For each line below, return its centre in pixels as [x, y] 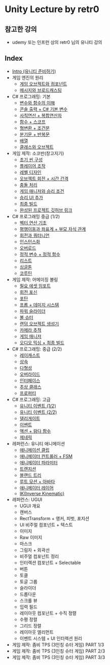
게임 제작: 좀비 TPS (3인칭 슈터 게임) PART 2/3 [59, 651]
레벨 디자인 [30, 172]
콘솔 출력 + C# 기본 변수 [43, 109]
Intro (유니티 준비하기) [34, 71]
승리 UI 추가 [31, 197]
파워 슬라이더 [33, 311]
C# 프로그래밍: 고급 [31, 399]
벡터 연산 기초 [33, 223]
